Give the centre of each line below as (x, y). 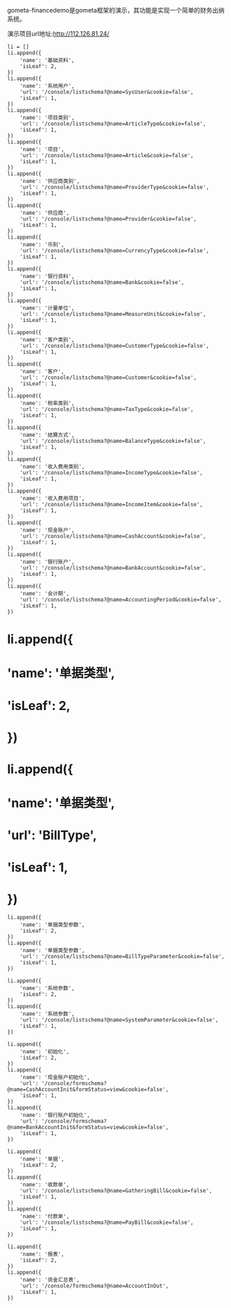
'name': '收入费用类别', (52, 467)
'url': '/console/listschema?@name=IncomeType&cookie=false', (111, 473)
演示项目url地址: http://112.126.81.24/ (58, 34)
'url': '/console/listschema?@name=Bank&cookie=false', (102, 282)
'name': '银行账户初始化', (55, 1115)
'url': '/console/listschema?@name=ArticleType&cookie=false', (113, 124)
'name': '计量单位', (47, 308)
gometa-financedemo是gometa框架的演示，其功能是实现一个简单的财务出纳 (116, 10)
